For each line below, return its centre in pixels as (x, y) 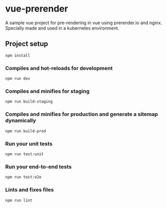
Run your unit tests (29, 144)
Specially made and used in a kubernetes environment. (62, 28)
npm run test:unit (24, 154)
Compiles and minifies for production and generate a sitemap (82, 114)
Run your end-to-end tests (38, 167)
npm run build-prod (26, 131)
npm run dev (18, 79)
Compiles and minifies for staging (47, 91)
